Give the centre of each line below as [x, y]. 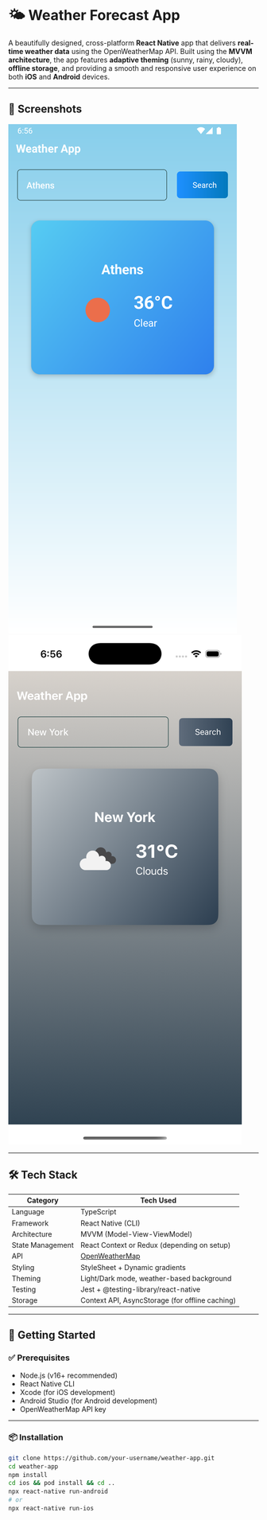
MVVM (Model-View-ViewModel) [137, 1234]
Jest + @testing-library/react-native [141, 1289]
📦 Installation [36, 1437]
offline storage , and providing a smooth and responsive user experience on [132, 68]
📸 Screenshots [45, 109]
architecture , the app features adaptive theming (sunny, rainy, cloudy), [126, 60]
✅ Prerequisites [39, 1358]
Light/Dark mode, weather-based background [156, 1278]
